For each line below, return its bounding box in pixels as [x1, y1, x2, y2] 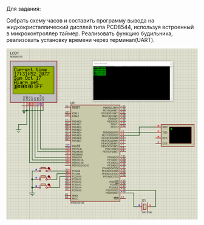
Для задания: [6, 5, 41, 12]
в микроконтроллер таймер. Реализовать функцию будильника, [6, 30, 173, 37]
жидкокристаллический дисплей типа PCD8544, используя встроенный [6, 24, 194, 30]
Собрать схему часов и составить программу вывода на [6, 17, 155, 24]
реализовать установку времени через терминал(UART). [6, 36, 155, 43]
